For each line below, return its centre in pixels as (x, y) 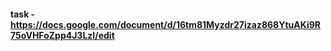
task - (23, 14)
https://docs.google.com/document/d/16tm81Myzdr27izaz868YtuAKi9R (165, 24)
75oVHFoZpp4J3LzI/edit (62, 35)
